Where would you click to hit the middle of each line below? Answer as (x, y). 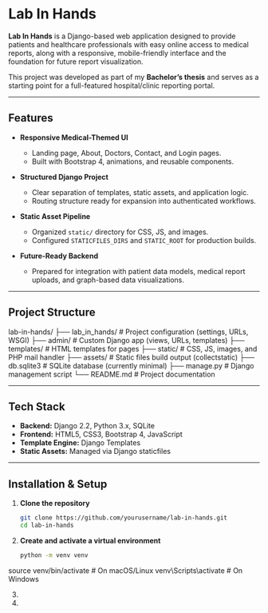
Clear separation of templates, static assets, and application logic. (140, 192)
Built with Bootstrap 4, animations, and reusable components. (133, 161)
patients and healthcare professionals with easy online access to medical (128, 44)
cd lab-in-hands (47, 525)
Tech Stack (37, 406)
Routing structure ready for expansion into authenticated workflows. (144, 201)
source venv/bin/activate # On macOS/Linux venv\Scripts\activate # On (126, 570)
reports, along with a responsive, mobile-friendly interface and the (117, 53)
